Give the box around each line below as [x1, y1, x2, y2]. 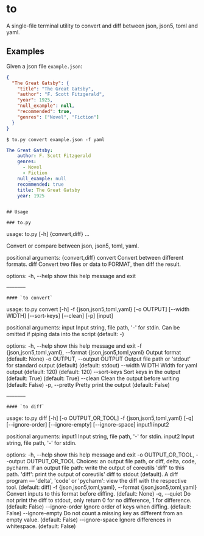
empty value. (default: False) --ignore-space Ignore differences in [6, 516, 172, 524]
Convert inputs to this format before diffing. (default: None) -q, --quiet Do [6, 490, 191, 497]
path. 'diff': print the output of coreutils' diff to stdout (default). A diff [6, 471, 178, 478]
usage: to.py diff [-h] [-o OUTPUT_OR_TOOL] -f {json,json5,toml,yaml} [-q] [6, 414, 194, 422]
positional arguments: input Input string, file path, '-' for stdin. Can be [6, 324, 180, 331]
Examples [6, 46, 44, 57]
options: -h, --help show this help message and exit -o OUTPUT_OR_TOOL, [6, 451, 195, 458]
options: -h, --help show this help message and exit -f [6, 342, 142, 350]
